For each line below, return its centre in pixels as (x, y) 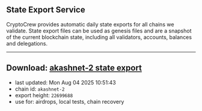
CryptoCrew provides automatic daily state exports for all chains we (90, 24)
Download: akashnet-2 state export (74, 68)
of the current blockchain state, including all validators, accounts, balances (99, 37)
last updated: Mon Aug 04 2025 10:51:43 (65, 82)
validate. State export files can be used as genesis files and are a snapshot (99, 31)
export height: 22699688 (44, 95)
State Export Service (46, 10)
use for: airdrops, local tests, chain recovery (69, 101)
